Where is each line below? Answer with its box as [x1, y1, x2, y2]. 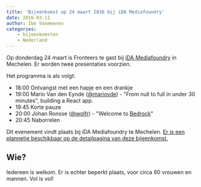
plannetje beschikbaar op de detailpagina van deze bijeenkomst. [6, 135, 169, 142]
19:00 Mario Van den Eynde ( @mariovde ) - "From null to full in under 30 [15, 91, 196, 97]
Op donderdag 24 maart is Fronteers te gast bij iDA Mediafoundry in [6, 54, 177, 61]
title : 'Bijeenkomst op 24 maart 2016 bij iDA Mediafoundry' [6, 9, 165, 15]
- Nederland [17, 37, 48, 43]
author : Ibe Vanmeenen [6, 20, 64, 26]
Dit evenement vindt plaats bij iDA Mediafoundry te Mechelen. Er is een [6, 129, 185, 135]
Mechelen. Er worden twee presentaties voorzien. [6, 60, 132, 68]
